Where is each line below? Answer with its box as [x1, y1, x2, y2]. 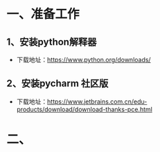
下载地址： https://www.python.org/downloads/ [16, 56, 151, 64]
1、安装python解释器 [6, 36, 97, 48]
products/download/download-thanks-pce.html [16, 105, 153, 113]
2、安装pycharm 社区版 [6, 77, 109, 90]
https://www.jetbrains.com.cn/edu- [46, 97, 148, 106]
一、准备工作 [6, 6, 80, 22]
